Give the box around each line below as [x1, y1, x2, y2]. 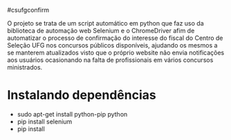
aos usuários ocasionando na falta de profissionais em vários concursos [7, 56, 214, 64]
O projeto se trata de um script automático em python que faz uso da [7, 19, 204, 27]
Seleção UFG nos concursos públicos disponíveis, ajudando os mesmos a [7, 41, 218, 49]
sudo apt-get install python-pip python [17, 110, 128, 118]
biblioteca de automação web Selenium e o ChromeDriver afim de [7, 27, 195, 34]
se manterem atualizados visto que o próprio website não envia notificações [7, 48, 225, 57]
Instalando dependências [7, 88, 157, 103]
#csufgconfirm [7, 6, 50, 14]
